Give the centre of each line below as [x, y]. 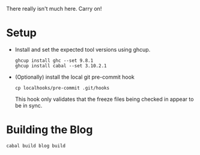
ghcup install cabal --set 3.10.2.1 [61, 65]
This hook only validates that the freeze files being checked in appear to [104, 99]
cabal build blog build [36, 146]
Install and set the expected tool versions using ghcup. [83, 49]
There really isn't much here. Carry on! [54, 9]
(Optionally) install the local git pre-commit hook [75, 77]
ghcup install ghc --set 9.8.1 [54, 60]
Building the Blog [50, 130]
